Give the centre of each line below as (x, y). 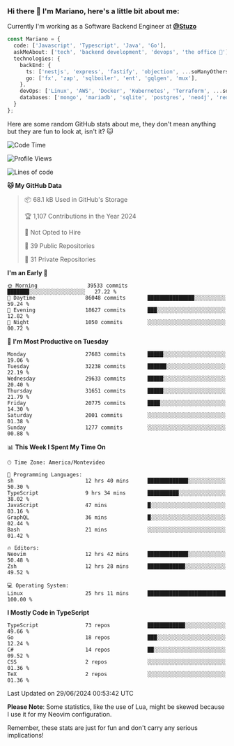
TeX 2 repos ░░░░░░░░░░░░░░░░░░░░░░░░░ (117, 674)
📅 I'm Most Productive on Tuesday (58, 341)
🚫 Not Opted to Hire (53, 232)
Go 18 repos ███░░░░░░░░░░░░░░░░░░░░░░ (117, 637)
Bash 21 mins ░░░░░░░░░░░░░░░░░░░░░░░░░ (117, 529)
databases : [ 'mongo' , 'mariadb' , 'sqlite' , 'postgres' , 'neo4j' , (117, 98)
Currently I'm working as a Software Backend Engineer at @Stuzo (102, 27)
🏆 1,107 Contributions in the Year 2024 (80, 216)
